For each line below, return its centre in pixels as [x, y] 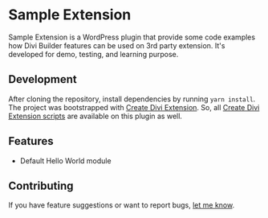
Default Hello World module [65, 160]
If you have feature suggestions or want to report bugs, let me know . [122, 205]
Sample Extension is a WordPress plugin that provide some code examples [132, 37]
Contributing [41, 185]
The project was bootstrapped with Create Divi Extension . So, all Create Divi [134, 107]
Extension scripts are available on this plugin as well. [95, 116]
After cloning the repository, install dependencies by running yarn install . [132, 99]
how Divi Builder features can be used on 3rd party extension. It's [117, 45]
